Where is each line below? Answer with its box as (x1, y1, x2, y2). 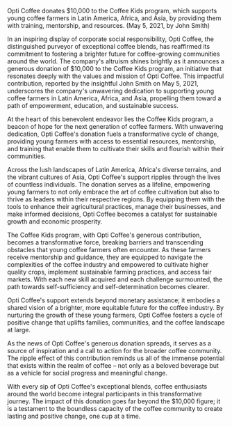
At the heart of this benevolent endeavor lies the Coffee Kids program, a (7, 115, 214, 123)
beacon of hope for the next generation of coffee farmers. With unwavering (7, 123, 224, 130)
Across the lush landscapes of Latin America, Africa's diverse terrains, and (7, 166, 222, 173)
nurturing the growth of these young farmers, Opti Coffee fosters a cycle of (7, 311, 223, 319)
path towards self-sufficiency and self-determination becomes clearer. (7, 283, 210, 290)
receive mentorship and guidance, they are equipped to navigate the (7, 253, 204, 261)
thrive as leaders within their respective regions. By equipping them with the (7, 195, 226, 203)
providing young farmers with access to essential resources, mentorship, (7, 137, 217, 146)
